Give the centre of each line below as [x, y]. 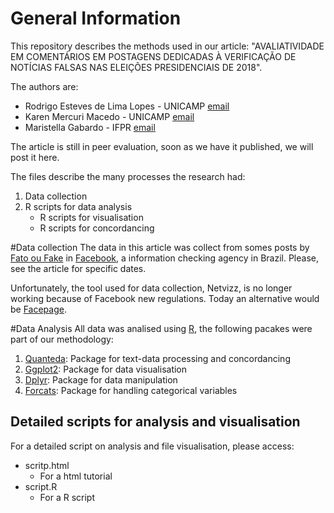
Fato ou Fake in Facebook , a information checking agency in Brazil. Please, [165, 258]
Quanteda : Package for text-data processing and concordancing [157, 358]
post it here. [35, 157]
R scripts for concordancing [97, 228]
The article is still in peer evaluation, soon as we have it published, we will [162, 146]
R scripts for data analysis [78, 206]
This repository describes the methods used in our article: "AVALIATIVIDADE [167, 46]
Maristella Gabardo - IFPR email [90, 127]
